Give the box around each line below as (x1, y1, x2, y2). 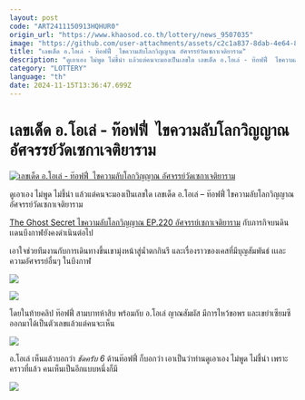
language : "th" (9, 73, 67, 82)
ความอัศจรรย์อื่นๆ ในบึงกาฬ (9, 255, 92, 266)
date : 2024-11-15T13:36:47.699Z (9, 81, 132, 90)
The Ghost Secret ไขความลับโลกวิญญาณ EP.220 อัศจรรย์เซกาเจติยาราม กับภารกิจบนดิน (9, 217, 289, 228)
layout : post (9, 13, 59, 23)
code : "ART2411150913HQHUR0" (9, 22, 120, 31)
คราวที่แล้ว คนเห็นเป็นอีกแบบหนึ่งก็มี (9, 363, 118, 374)
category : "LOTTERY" (9, 64, 88, 73)
